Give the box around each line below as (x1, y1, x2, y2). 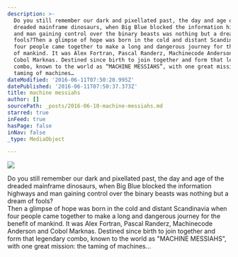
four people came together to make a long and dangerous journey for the (7, 212, 221, 220)
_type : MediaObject (7, 135, 65, 142)
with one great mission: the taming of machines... (7, 242, 152, 251)
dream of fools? (7, 197, 53, 205)
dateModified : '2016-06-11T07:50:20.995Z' (7, 76, 135, 84)
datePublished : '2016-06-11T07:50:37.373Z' (7, 83, 138, 90)
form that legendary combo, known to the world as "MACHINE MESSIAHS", (7, 234, 227, 243)
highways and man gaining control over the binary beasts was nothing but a (7, 189, 229, 198)
